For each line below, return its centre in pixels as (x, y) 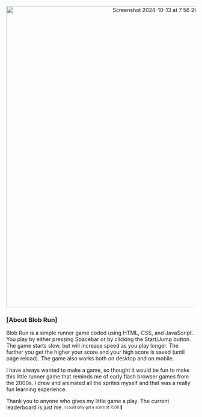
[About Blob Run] (32, 319)
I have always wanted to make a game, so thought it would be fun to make (98, 370)
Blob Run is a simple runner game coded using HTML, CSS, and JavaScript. (100, 333)
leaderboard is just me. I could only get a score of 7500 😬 (65, 407)
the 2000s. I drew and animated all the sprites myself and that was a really (98, 383)
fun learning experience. (37, 389)
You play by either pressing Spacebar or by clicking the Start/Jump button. (99, 339)
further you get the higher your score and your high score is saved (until (96, 352)
